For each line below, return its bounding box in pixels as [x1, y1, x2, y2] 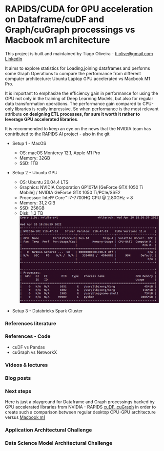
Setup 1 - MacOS [12, 140, 46, 146]
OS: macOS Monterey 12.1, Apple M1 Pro [19, 150, 101, 156]
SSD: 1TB [19, 160, 38, 166]
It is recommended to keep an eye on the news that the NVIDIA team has [5, 125, 151, 131]
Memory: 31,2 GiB [19, 200, 56, 205]
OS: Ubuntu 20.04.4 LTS [19, 179, 69, 185]
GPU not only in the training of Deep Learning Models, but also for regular [5, 95, 154, 101]
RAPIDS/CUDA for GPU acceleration [5, 3, 153, 15]
